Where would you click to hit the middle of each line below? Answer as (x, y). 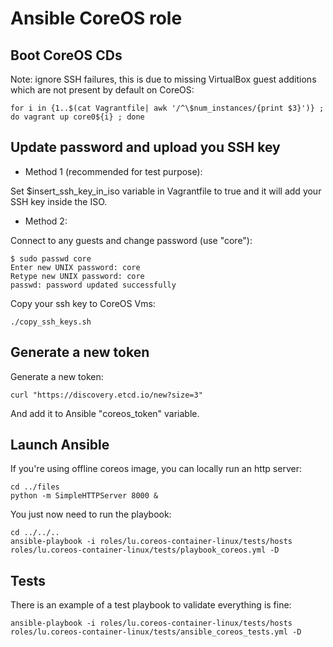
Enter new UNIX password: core (75, 267)
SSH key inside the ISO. (59, 201)
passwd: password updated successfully (93, 285)
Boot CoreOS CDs (66, 55)
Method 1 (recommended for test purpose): (113, 171)
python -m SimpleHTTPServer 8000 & (84, 496)
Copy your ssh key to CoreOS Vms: (83, 303)
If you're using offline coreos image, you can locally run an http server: (156, 469)
